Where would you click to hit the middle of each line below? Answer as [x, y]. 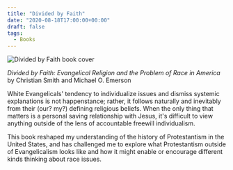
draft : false [26, 26]
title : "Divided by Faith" [46, 14]
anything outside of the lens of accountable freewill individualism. [102, 123]
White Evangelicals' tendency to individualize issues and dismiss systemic [114, 94]
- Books [25, 40]
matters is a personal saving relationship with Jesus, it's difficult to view [110, 116]
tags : [15, 33]
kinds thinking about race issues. [55, 159]
